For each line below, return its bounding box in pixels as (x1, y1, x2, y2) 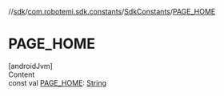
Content (8, 70, 35, 79)
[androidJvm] (8, 61, 54, 70)
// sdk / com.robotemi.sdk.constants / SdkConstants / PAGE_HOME (8, 7, 216, 16)
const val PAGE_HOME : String (8, 78, 106, 87)
